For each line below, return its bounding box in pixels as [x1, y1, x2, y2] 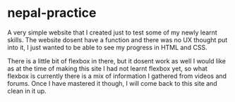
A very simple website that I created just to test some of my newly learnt [7, 28, 217, 37]
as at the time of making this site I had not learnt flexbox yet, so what [7, 64, 208, 72]
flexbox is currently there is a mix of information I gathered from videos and [7, 72, 227, 80]
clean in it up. [7, 87, 47, 95]
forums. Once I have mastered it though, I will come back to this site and [7, 79, 217, 87]
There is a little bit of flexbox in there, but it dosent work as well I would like [7, 56, 226, 65]
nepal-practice [7, 5, 97, 21]
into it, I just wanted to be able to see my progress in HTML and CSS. [7, 43, 207, 51]
